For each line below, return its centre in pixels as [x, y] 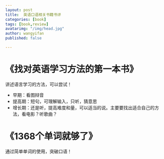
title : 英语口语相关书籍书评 [33, 15]
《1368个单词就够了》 [51, 136]
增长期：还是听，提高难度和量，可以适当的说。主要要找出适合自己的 [84, 107]
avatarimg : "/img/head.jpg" [35, 29]
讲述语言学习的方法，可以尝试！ [38, 84]
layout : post [19, 10]
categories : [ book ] [26, 19]
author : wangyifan [25, 33]
